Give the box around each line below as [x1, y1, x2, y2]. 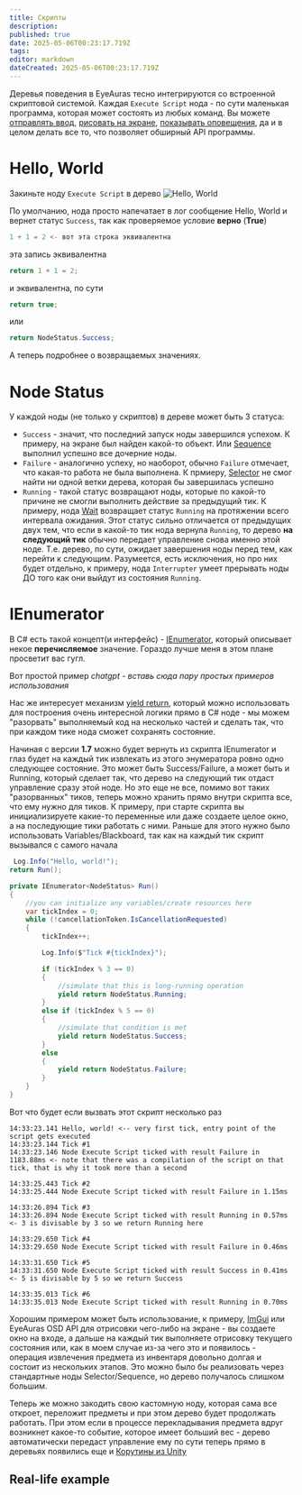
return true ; [9, 299, 59, 309]
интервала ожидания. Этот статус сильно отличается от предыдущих [22, 515, 291, 526]
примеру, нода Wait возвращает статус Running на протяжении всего [22, 506, 289, 517]
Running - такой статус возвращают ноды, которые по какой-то [22, 486, 266, 497]
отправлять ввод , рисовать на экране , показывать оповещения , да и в [9, 116, 283, 127]
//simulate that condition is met [57, 1023, 188, 1032]
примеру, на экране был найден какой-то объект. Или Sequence [22, 438, 272, 449]
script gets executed [9, 1132, 91, 1141]
